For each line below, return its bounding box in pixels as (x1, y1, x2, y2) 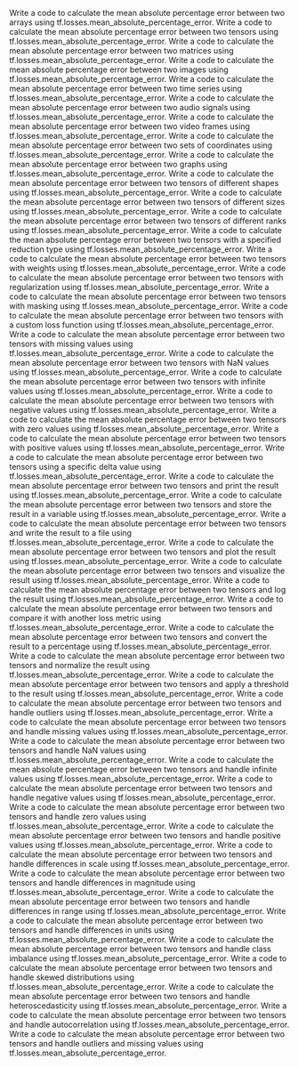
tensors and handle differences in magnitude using (9, 877, 196, 888)
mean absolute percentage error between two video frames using (9, 121, 251, 132)
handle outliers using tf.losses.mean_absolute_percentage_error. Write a (9, 707, 274, 717)
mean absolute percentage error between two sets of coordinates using (9, 140, 273, 150)
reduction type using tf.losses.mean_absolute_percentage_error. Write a (9, 244, 273, 255)
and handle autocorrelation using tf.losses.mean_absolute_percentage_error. (9, 1019, 290, 1030)
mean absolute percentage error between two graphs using (9, 159, 229, 169)
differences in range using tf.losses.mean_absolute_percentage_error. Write (9, 906, 286, 916)
